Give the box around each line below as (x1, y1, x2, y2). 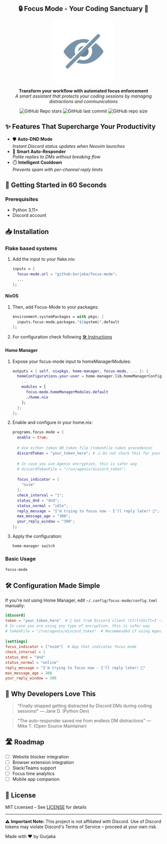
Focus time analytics (12, 771, 55, 777)
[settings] (5, 639, 28, 644)
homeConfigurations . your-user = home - (17, 374, 97, 379)
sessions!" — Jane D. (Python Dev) (17, 708, 89, 714)
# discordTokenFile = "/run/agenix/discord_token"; (17, 466, 126, 472)
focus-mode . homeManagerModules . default (25, 390, 108, 395)
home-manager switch (12, 543, 55, 549)
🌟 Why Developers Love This (5, 689, 96, 698)
